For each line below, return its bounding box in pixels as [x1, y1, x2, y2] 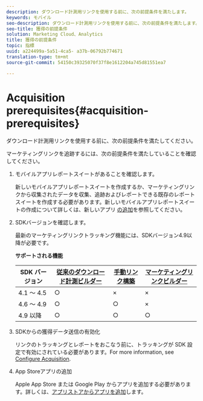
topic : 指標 [6, 43, 34, 49]
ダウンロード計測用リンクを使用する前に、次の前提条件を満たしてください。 [6, 137, 196, 145]
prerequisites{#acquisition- [6, 103, 149, 117]
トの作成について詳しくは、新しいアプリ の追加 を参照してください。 [14, 206, 186, 214]
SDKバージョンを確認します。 [14, 219, 89, 226]
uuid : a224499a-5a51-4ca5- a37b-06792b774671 [6, 48, 123, 54]
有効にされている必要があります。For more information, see [25, 348, 174, 356]
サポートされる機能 [14, 252, 63, 259]
